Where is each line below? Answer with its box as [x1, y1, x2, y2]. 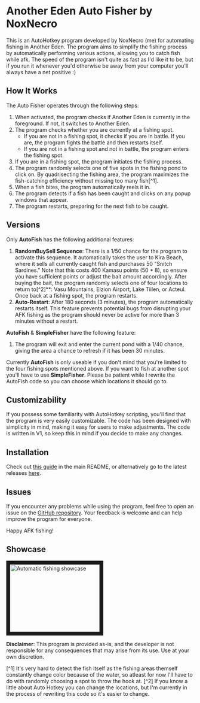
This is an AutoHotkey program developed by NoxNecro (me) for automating [6, 37, 194, 44]
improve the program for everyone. [6, 516, 93, 522]
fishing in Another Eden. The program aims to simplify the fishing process [6, 43, 187, 50]
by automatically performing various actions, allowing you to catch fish [6, 49, 180, 56]
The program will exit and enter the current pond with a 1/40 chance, [14, 340, 184, 348]
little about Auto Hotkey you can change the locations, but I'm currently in [6, 684, 187, 691]
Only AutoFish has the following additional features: [6, 235, 134, 243]
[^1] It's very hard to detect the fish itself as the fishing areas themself [6, 665, 178, 672]
